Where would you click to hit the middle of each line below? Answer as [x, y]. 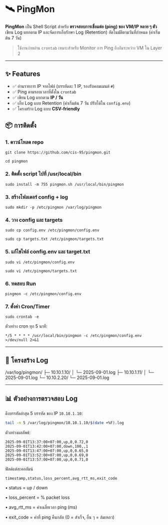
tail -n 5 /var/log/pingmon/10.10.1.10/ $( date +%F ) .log [64, 423]
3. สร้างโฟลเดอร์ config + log [37, 197]
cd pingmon [16, 161]
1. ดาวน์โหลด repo [24, 142]
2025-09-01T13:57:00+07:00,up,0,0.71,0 [47, 459]
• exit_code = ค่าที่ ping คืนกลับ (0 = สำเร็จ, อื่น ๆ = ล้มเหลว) [60, 517]
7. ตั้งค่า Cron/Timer [27, 306]
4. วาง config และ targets [34, 220]
